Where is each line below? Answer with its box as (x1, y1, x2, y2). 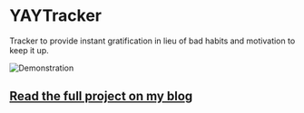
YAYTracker (9, 5, 103, 26)
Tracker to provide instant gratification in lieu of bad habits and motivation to (9, 35, 296, 46)
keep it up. (9, 44, 49, 55)
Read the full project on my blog (9, 89, 193, 104)
